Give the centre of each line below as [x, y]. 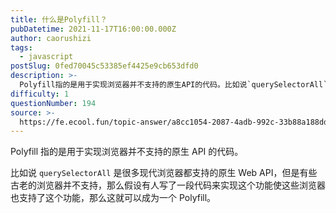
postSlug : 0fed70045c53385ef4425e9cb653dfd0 [104, 66]
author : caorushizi [51, 38]
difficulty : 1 [40, 94]
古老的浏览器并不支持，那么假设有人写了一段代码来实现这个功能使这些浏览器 [168, 185]
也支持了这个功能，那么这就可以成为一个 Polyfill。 [113, 198]
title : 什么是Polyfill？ [59, 19]
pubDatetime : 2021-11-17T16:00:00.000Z [93, 29]
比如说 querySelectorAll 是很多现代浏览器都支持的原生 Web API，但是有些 [164, 173]
